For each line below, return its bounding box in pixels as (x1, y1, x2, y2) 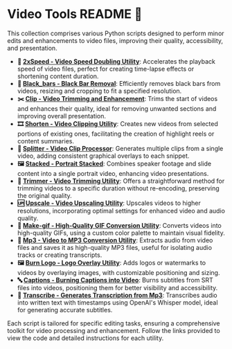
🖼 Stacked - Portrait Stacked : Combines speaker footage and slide (17, 159, 212, 168)
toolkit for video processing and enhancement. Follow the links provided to (7, 326, 220, 334)
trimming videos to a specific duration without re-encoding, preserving (17, 184, 220, 193)
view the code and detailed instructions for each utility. (7, 334, 164, 342)
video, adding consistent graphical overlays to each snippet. (17, 152, 190, 160)
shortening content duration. (17, 72, 99, 80)
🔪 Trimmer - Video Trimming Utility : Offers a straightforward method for (17, 177, 225, 185)
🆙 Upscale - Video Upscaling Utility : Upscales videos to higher (17, 199, 201, 207)
